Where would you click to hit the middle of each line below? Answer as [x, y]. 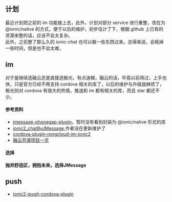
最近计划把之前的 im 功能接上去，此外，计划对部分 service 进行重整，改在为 [85, 23]
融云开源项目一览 [31, 140]
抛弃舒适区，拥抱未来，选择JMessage [46, 165]
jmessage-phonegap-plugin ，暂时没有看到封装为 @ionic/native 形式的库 [89, 122]
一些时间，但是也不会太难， [35, 48]
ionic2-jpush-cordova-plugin [43, 194]
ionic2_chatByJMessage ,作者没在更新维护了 [59, 128]
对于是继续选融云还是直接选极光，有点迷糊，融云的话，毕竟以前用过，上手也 [86, 77]
